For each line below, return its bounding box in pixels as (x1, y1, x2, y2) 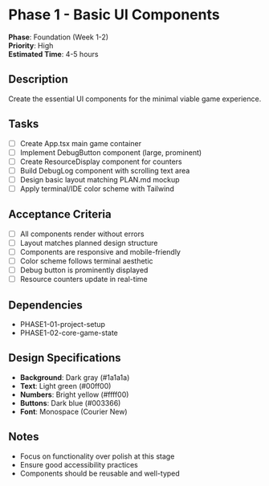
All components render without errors (19, 229, 145, 239)
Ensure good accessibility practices (19, 459, 138, 469)
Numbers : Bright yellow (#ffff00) (19, 390, 129, 399)
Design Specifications (8, 351, 122, 365)
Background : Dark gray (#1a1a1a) (19, 372, 130, 382)
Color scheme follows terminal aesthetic (19, 255, 154, 266)
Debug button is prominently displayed (19, 265, 149, 275)
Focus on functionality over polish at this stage (19, 451, 175, 461)
